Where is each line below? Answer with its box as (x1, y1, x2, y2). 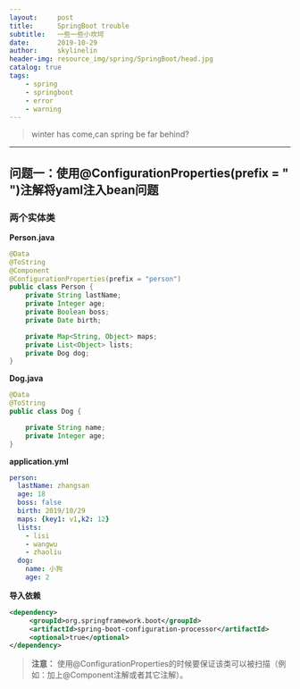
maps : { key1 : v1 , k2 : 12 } (17, 515, 110, 524)
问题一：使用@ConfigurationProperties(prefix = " (9, 165, 289, 181)
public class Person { (9, 282, 94, 291)
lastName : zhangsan (17, 482, 90, 491)
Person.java (9, 231, 55, 242)
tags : (9, 71, 29, 80)
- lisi (25, 531, 50, 541)
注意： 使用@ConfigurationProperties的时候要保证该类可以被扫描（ (30, 659, 279, 669)
